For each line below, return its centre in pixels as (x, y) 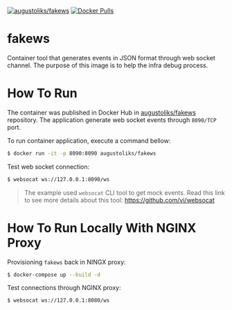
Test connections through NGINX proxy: (64, 288)
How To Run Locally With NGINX (102, 228)
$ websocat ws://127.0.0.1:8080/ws (59, 301)
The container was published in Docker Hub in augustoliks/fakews (101, 112)
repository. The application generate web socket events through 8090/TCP (112, 120)
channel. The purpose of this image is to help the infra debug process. (108, 65)
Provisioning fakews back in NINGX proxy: (66, 262)
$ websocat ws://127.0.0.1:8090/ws (59, 179)
